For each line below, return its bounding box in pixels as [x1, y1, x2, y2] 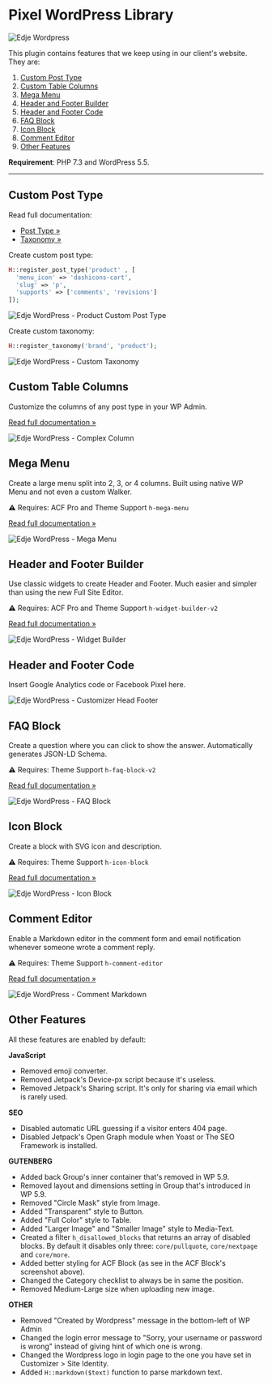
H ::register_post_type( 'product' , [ [8, 265, 136, 273]
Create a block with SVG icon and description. [8, 841, 162, 851]
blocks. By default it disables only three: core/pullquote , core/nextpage [19, 1241, 258, 1250]
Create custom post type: [8, 250, 94, 260]
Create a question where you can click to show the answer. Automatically [8, 741, 253, 751]
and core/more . [19, 1250, 70, 1259]
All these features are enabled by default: [8, 1034, 147, 1044]
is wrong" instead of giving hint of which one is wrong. [19, 1341, 203, 1351]
